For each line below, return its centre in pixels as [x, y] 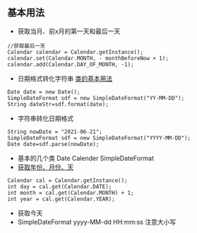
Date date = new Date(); [44, 92]
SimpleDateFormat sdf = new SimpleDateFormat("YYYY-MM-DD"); [99, 138]
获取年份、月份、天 [46, 167]
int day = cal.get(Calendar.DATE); [60, 186]
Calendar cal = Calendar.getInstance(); [68, 180]
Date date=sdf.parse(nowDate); [53, 144]
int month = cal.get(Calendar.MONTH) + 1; [71, 193]
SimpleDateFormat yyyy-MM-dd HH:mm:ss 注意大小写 [97, 222]
